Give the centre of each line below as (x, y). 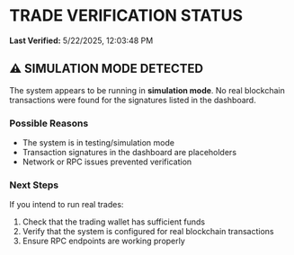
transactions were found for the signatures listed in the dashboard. (133, 100)
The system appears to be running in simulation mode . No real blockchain (147, 90)
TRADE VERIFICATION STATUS (126, 16)
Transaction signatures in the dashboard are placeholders (129, 153)
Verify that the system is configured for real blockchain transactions (148, 232)
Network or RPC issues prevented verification (107, 162)
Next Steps (34, 185)
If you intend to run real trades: (67, 205)
